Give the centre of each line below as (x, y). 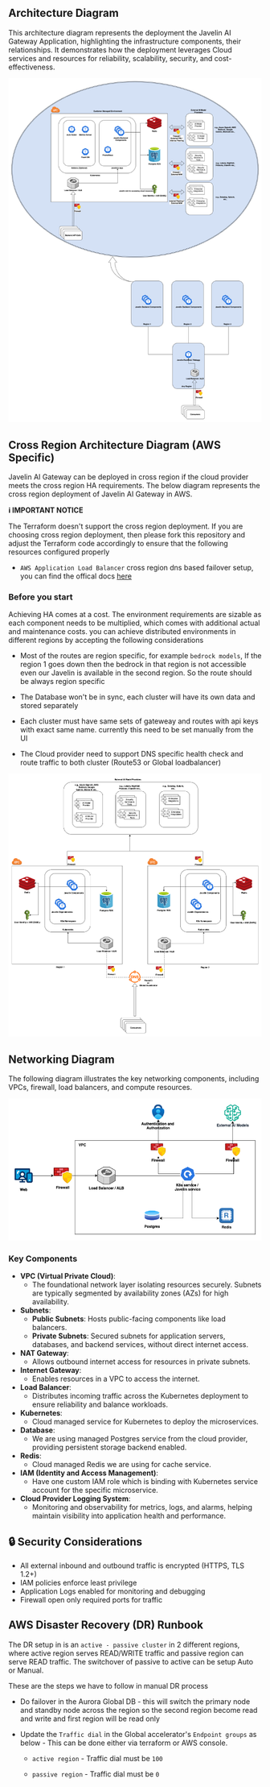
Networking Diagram (61, 1059)
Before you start (41, 597)
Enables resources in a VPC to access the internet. (116, 1379)
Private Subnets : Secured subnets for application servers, (129, 1336)
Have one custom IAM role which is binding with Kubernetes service (145, 1482)
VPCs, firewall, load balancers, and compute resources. (100, 1088)
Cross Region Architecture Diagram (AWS (115, 445)
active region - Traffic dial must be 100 (97, 1758)
